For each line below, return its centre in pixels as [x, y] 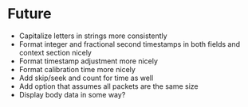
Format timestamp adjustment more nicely [89, 61]
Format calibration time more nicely [77, 69]
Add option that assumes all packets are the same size [108, 86]
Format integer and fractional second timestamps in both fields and [130, 44]
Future [30, 14]
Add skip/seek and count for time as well [86, 78]
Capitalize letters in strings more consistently [93, 36]
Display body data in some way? [72, 94]
